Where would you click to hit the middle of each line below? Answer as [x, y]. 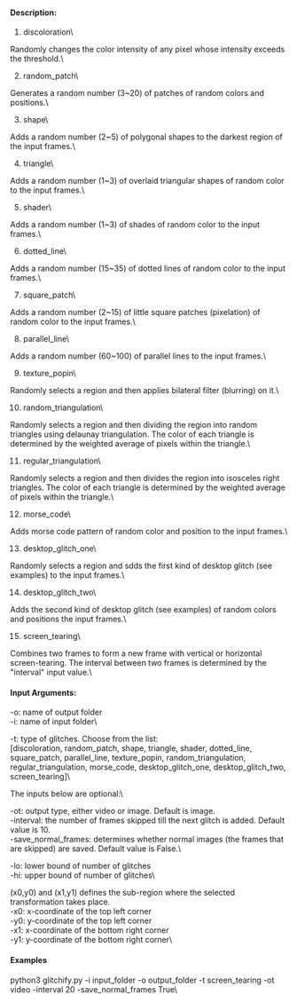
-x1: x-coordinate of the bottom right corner [90, 930]
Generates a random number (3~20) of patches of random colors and [137, 93]
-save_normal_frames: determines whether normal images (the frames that [147, 840]
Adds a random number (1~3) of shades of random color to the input [135, 225]
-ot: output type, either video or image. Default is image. [113, 811]
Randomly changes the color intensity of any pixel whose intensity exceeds [148, 50]
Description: [33, 12]
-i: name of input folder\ [54, 722]
